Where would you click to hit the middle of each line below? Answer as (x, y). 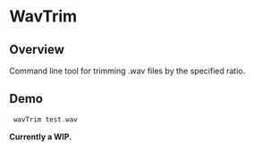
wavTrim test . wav (45, 119)
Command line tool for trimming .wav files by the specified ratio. (127, 71)
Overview (37, 50)
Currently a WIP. (41, 137)
